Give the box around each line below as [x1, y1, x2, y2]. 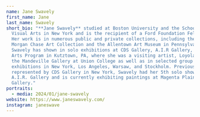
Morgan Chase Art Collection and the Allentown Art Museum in [11, 42, 169, 48]
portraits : [6, 86, 33, 92]
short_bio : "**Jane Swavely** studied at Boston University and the [6, 25, 180, 31]
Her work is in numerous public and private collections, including [11, 36, 185, 42]
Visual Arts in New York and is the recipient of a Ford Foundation [11, 31, 185, 37]
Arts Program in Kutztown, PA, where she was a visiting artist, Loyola [11, 53, 196, 58]
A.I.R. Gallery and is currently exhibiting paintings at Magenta [11, 74, 180, 80]
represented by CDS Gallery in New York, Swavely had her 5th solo [11, 69, 183, 75]
